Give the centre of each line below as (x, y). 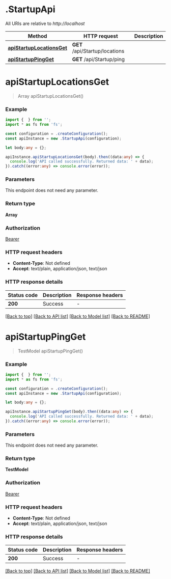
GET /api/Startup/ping (98, 59)
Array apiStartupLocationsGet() (51, 96)
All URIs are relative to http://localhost (45, 23)
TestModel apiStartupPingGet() (50, 351)
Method (37, 36)
